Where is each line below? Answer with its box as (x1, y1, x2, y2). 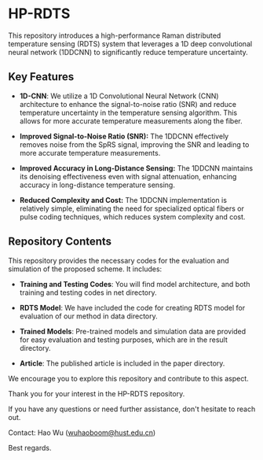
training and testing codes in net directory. (19, 288, 157, 297)
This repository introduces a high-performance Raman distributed (8, 31, 221, 40)
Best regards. (8, 443, 52, 452)
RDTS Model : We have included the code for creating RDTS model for (19, 303, 246, 312)
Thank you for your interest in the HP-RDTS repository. (8, 388, 185, 398)
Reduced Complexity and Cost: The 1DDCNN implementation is (19, 195, 228, 204)
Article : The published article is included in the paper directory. (19, 359, 225, 368)
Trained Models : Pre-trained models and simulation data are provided (19, 326, 247, 336)
